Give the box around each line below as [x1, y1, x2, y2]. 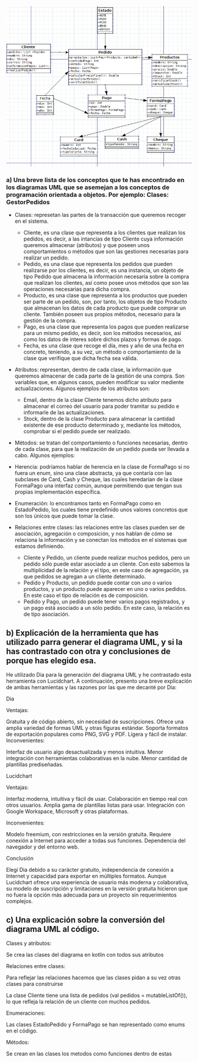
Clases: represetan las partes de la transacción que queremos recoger [14, 212, 186, 219]
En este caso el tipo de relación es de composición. [23, 592, 149, 599]
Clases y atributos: [6, 940, 52, 947]
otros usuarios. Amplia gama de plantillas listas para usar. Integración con [6, 801, 185, 809]
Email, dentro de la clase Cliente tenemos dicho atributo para [23, 397, 172, 404]
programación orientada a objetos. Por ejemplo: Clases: [6, 191, 169, 199]
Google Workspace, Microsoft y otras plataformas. [6, 808, 129, 815]
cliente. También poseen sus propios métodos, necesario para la [23, 311, 181, 318]
